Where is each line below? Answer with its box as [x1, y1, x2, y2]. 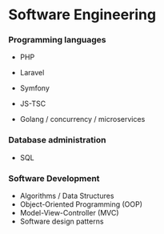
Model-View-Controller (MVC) [19, 208, 119, 218]
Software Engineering [8, 6, 157, 24]
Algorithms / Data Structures [19, 191, 114, 201]
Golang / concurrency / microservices [19, 115, 146, 124]
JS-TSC [19, 99, 46, 109]
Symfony [19, 83, 50, 93]
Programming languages [8, 34, 106, 46]
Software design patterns [19, 216, 104, 226]
